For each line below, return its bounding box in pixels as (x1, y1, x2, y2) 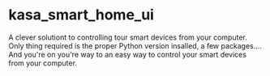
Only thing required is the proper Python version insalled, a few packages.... (8, 40, 262, 50)
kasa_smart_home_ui (8, 6, 154, 24)
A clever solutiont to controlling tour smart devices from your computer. (8, 32, 247, 42)
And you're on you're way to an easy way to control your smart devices (8, 49, 247, 59)
